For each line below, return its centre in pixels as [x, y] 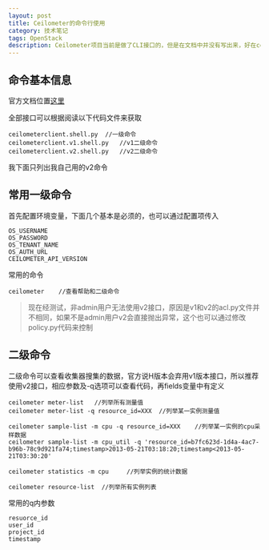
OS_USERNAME [28, 231]
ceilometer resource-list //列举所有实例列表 [82, 487]
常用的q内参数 [32, 503]
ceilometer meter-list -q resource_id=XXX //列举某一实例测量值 [114, 411]
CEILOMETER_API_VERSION [48, 259]
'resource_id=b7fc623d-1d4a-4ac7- [202, 442]
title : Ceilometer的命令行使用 [57, 23]
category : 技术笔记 [38, 30]
